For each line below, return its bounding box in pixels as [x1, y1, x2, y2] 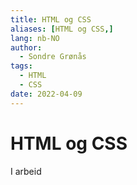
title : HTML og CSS [10, 14, 92, 25]
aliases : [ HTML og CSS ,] [10, 24, 114, 34]
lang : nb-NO [10, 33, 60, 43]
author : [10, 42, 43, 53]
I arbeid [10, 165, 42, 177]
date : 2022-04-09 [10, 89, 83, 99]
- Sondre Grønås [19, 52, 87, 62]
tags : [10, 61, 33, 71]
